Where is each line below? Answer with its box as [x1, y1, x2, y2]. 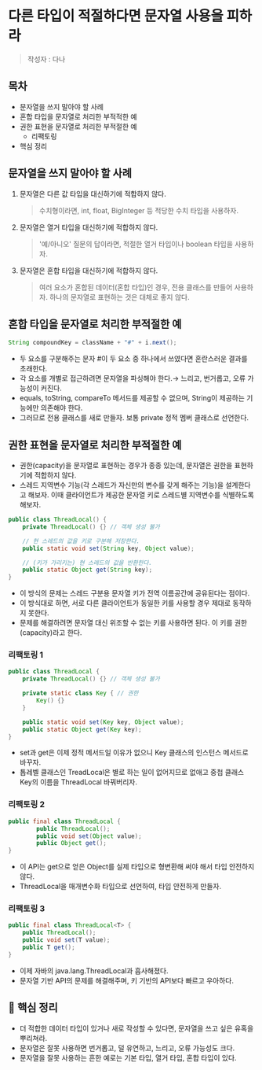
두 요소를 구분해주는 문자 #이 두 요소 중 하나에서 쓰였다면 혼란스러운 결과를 [19, 354, 249, 363]
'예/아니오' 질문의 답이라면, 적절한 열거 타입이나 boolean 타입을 [38, 239, 234, 249]
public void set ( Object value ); [36, 832, 143, 840]
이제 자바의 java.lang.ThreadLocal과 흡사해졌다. [19, 965, 169, 976]
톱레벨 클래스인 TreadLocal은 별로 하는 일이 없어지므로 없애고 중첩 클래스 [19, 768, 245, 777]
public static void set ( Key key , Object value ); [22, 718, 184, 726]
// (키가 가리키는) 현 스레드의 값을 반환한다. [22, 559, 153, 566]
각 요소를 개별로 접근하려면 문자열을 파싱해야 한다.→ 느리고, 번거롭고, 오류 [19, 374, 246, 383]
